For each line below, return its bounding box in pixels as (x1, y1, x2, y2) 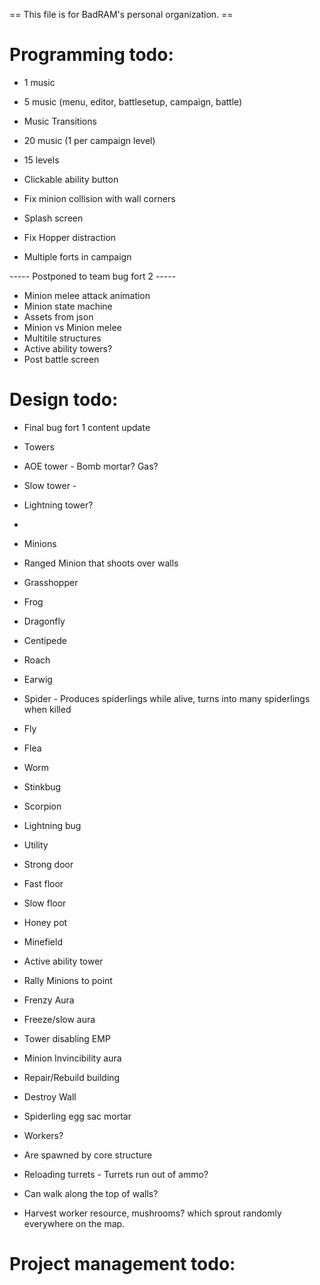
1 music (23, 76, 56, 88)
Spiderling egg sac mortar (23, 1110, 132, 1122)
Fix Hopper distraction (23, 231, 117, 243)
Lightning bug (23, 819, 82, 831)
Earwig (23, 673, 53, 685)
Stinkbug (23, 780, 62, 793)
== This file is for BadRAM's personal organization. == (9, 9, 234, 20)
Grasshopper (23, 576, 79, 588)
